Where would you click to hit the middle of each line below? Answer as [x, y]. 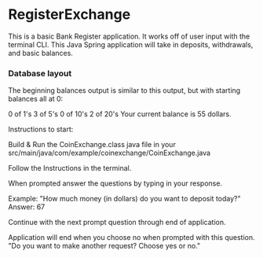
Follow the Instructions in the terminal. [70, 168]
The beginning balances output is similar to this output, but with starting [124, 90]
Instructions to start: [41, 129]
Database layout [40, 73]
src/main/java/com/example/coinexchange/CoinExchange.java [109, 153]
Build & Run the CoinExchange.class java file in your [92, 145]
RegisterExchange [69, 15]
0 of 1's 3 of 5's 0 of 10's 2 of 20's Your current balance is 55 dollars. [120, 114]
